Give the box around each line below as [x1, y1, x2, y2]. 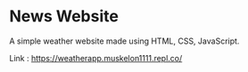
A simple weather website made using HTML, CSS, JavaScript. [9, 36, 240, 46]
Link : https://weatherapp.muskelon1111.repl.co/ [9, 52, 183, 63]
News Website [9, 6, 119, 27]
